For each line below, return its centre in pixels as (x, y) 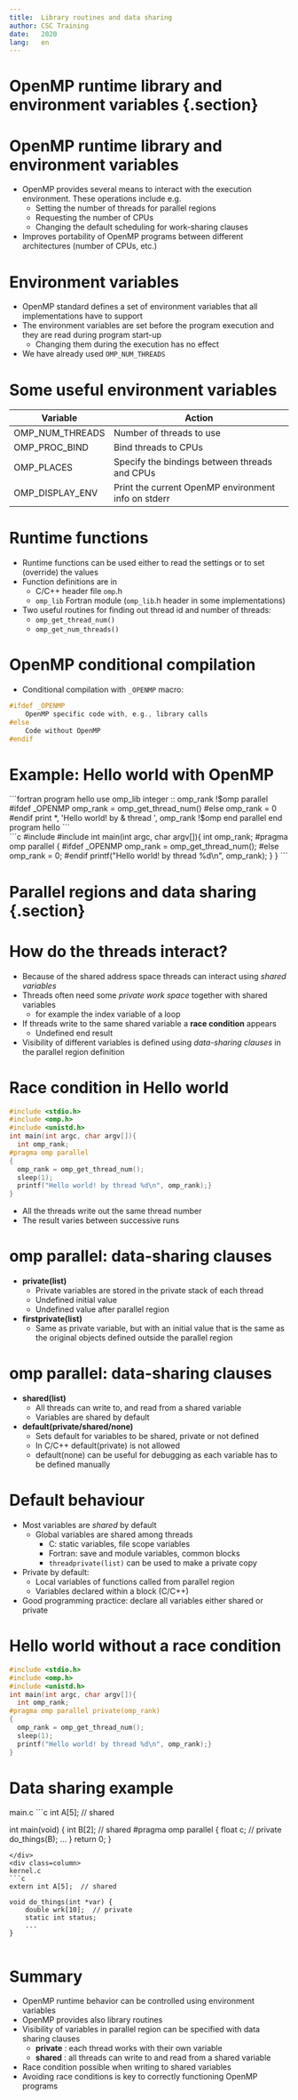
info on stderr (142, 499)
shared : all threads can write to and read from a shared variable (153, 2058)
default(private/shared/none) (78, 1427)
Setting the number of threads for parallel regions (125, 208)
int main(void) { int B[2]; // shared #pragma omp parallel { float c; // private (145, 1830)
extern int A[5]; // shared (63, 1887)
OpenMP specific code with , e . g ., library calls (117, 714)
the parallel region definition (74, 1051)
